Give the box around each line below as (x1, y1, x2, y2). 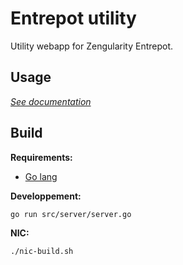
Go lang (24, 170, 58, 182)
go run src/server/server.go (10, 209, 132, 219)
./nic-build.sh (10, 246, 74, 256)
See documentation (10, 95, 92, 107)
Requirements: (10, 151, 73, 163)
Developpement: (10, 190, 82, 202)
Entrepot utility (10, 7, 137, 30)
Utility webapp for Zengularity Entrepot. (10, 40, 174, 52)
